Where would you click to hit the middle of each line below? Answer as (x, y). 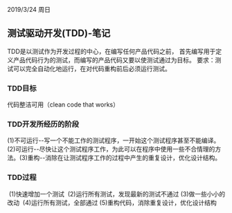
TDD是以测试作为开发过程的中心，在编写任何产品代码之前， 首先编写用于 (111, 51)
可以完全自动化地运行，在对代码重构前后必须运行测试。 (92, 68)
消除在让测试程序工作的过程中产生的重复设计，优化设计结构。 (133, 158)
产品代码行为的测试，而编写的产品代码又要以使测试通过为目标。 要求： (114, 59)
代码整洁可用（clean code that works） (63, 104)
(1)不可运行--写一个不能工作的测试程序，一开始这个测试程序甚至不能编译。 (114, 140)
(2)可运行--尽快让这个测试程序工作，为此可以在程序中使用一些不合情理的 (111, 149)
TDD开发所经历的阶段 (43, 124)
